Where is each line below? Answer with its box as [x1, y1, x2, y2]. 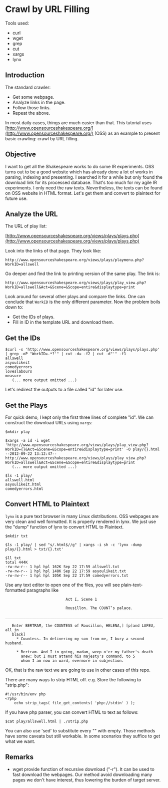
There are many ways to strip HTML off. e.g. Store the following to [5, 676, 141, 682]
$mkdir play [5, 429, 30, 434]
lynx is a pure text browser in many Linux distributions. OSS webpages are [5, 513, 159, 519]
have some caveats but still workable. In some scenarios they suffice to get [5, 733, 160, 739]
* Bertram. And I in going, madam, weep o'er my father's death [16, 649, 153, 654]
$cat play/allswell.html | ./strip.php [5, 719, 88, 724]
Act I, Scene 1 [65, 597, 97, 602]
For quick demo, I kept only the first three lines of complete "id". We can [5, 414, 154, 420]
